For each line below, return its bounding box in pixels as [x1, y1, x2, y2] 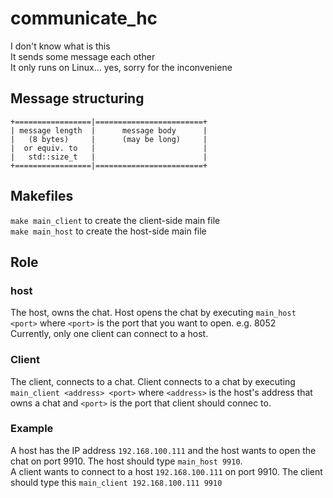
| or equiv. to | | [10, 143, 208, 153]
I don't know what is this [10, 40, 111, 52]
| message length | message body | [10, 125, 208, 136]
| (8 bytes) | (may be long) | [10, 134, 208, 144]
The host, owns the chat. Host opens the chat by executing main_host [10, 307, 297, 319]
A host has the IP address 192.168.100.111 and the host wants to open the [10, 444, 317, 456]
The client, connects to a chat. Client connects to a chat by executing [10, 375, 296, 387]
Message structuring [10, 90, 145, 107]
